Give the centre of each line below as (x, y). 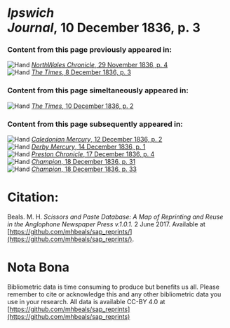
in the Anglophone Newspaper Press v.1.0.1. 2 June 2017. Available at (106, 224)
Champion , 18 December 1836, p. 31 (83, 162)
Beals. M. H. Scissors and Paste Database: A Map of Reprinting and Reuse (115, 217)
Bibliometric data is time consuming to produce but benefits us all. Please (113, 287)
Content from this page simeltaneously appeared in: (98, 90)
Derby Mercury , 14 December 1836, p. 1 (88, 147)
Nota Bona (39, 267)
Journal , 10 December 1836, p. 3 (104, 28)
